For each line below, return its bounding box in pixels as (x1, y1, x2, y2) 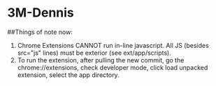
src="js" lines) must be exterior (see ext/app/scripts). (17, 49, 171, 57)
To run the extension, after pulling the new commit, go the (17, 55, 185, 64)
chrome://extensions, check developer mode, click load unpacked (17, 63, 208, 71)
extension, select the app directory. (17, 71, 120, 79)
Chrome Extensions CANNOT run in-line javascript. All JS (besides (17, 41, 210, 49)
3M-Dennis (7, 5, 75, 21)
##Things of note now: (7, 28, 73, 36)
